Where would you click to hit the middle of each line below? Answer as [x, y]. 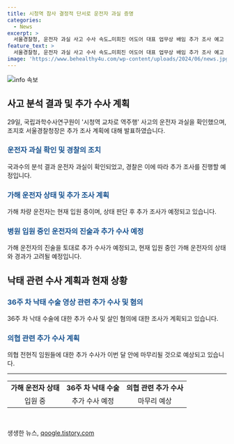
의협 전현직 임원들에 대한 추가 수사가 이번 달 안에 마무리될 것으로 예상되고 [107, 355]
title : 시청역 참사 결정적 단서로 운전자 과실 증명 [70, 14]
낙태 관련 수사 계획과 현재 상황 [68, 280]
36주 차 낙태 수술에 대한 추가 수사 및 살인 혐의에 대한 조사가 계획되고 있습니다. [113, 319]
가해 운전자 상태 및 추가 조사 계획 [58, 195]
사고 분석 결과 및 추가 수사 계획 [69, 104]
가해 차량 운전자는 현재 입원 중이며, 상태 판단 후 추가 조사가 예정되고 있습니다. [112, 212]
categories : [24, 20]
